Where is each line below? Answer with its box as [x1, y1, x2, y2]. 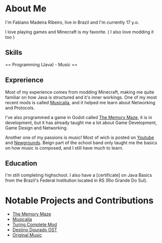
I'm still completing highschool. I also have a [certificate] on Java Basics [5, 172, 152, 178]
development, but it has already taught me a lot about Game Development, [5, 120, 157, 125]
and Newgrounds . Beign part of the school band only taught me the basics [5, 139, 158, 146]
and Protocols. [5, 105, 35, 111]
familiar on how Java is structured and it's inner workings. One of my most [5, 94, 157, 100]
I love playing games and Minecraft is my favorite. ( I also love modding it [5, 29, 154, 35]
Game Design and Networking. [5, 124, 68, 131]
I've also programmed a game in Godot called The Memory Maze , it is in [5, 114, 153, 120]
